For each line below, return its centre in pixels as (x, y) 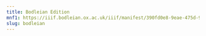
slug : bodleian (26, 23)
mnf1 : (13, 18)
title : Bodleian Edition (38, 12)
